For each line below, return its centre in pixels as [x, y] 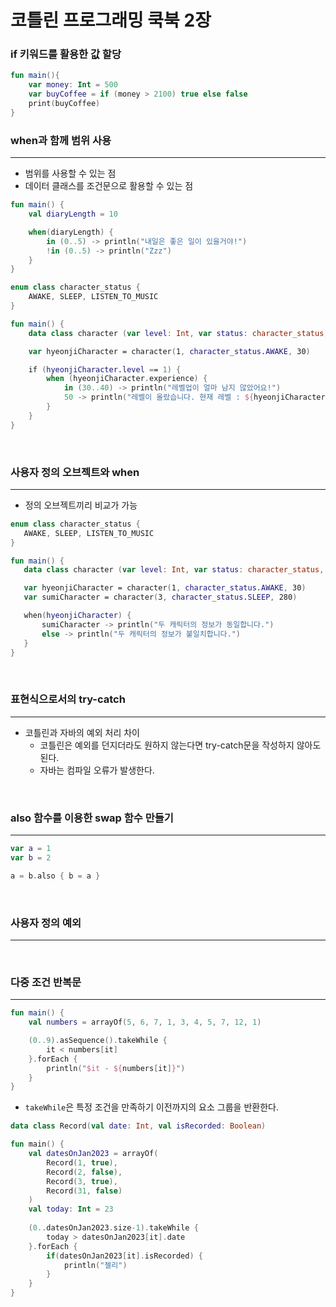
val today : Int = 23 [71, 1209]
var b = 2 [31, 857]
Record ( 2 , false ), [84, 1172]
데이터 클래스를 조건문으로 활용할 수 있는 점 [109, 186]
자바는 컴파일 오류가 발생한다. [97, 770]
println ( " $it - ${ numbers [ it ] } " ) [116, 1068]
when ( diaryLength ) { [71, 232]
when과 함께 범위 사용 [61, 140]
